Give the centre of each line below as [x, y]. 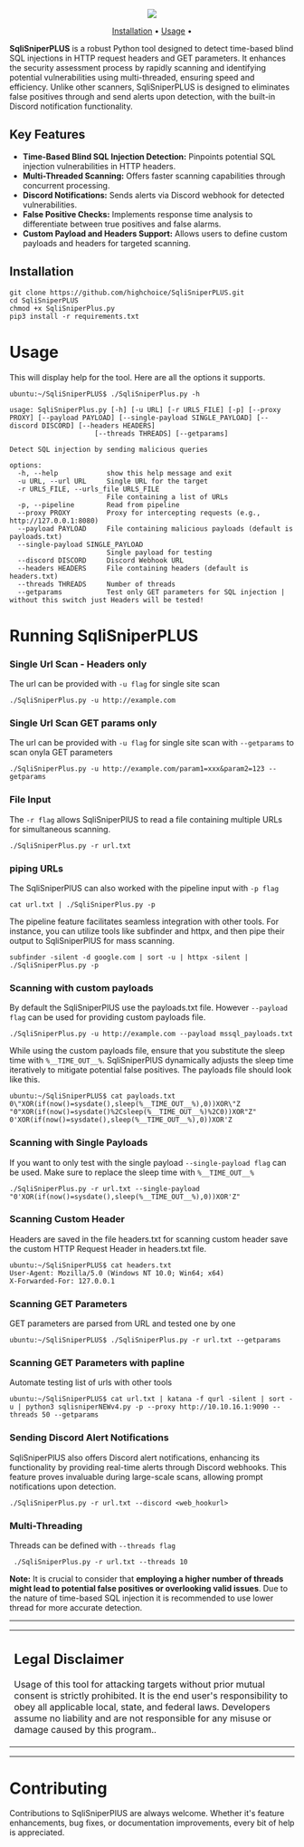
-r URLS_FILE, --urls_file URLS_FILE [89, 489]
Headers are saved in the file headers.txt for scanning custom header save [149, 1239]
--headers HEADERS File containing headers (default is [133, 568]
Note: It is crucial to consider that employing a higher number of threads [147, 1579]
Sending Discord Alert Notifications [89, 1438]
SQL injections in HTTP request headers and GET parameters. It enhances [148, 58]
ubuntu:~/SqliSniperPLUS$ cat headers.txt [90, 1265]
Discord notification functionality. [71, 106]
